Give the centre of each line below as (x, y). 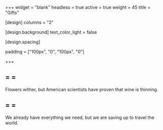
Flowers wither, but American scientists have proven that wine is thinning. (82, 89)
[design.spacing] (23, 42)
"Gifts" (12, 13)
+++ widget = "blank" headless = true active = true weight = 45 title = (78, 7)
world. (12, 122)
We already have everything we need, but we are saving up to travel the (80, 117)
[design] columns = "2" (30, 22)
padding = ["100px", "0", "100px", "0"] (45, 52)
